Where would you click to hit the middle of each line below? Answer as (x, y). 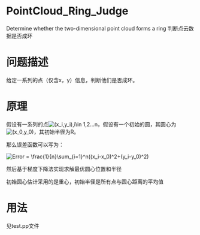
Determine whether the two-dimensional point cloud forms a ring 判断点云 (97, 28)
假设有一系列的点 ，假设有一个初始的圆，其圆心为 (91, 124)
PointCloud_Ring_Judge (67, 11)
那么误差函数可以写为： (35, 144)
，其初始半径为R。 (57, 132)
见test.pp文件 (23, 225)
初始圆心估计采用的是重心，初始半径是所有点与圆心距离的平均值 (85, 182)
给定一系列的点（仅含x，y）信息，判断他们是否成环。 (72, 80)
